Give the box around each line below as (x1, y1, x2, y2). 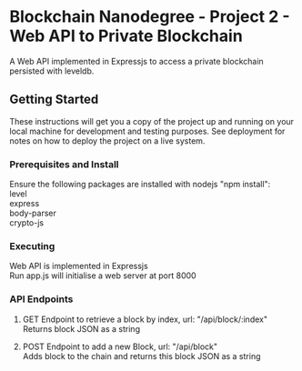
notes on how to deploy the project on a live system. (9, 135, 206, 146)
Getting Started (9, 92, 99, 107)
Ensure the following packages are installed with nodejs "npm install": (9, 179, 271, 190)
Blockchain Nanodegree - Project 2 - (9, 6, 290, 27)
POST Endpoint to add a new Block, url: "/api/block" (22, 341, 218, 352)
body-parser (9, 207, 57, 219)
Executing (9, 239, 55, 252)
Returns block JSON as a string (22, 323, 141, 334)
